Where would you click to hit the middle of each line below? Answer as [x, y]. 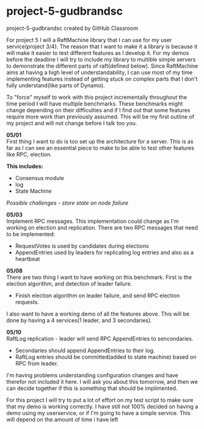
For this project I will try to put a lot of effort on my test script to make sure [100, 400]
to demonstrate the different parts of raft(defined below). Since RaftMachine [102, 66]
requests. [27, 302]
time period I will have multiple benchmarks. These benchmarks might [95, 103]
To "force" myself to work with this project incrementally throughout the [97, 97]
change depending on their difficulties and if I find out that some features [98, 110]
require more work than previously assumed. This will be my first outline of [100, 117]
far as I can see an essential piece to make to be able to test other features [100, 148]
